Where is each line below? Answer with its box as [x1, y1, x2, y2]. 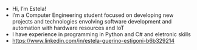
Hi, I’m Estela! [12, 5, 47, 12]
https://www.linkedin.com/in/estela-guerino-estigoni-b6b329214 [12, 37, 175, 44]
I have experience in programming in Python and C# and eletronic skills [12, 31, 192, 38]
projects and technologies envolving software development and [12, 18, 172, 25]
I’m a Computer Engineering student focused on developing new [12, 11, 174, 19]
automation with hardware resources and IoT [12, 24, 125, 31]
